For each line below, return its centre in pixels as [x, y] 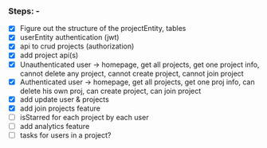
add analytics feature [55, 126]
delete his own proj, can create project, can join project [110, 91]
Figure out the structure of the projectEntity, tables [103, 29]
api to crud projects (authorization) [77, 46]
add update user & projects [64, 99]
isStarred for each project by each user [84, 117]
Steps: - [24, 11]
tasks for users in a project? [65, 135]
